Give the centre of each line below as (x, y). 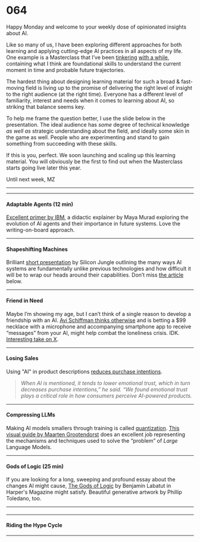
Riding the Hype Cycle (34, 525)
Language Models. (29, 447)
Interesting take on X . (32, 339)
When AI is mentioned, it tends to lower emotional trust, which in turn (105, 383)
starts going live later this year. (44, 168)
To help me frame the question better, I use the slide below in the (86, 118)
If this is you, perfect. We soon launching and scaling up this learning (91, 155)
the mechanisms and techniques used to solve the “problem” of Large (92, 440)
